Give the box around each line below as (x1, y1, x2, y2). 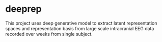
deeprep (5, 3, 42, 15)
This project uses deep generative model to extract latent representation (5, 20, 157, 26)
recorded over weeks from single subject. (5, 31, 93, 37)
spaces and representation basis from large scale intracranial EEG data (5, 25, 154, 31)
